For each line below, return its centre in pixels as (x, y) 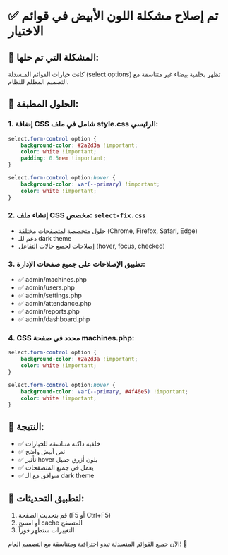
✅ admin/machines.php (53, 280)
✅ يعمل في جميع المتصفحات (56, 467)
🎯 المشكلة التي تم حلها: (54, 57)
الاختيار (26, 31)
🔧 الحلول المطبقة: (43, 104)
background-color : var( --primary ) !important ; (90, 184)
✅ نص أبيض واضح (42, 452)
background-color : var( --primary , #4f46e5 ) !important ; (105, 392)
